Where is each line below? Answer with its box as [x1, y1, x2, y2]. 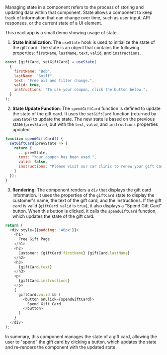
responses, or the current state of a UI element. [5, 20, 102, 26]
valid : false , [18, 159, 48, 165]
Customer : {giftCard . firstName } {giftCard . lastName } [18, 251, 130, 256]
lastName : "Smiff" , [14, 73, 55, 79]
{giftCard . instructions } [18, 278, 70, 283]
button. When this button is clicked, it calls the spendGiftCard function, [12, 208, 157, 214]
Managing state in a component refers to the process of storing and [5, 4, 144, 10]
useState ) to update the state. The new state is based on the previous [12, 116, 155, 122]
